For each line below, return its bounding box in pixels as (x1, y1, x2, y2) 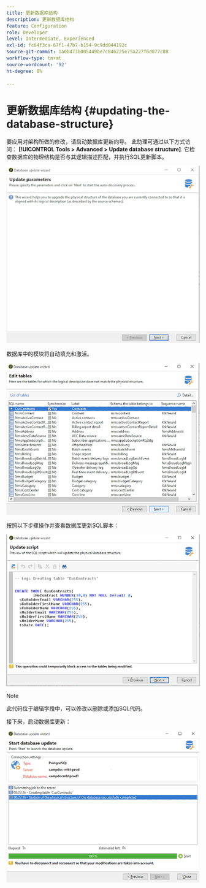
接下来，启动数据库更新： (6, 718, 71, 726)
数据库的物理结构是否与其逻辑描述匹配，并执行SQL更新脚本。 (11, 153, 167, 161)
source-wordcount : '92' (6, 61, 67, 67)
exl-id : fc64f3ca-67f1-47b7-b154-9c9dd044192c (6, 42, 128, 48)
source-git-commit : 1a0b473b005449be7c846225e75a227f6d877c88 (6, 49, 169, 55)
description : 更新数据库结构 (6, 16, 75, 23)
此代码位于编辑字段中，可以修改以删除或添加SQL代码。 (6, 705, 146, 712)
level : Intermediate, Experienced (6, 36, 95, 42)
